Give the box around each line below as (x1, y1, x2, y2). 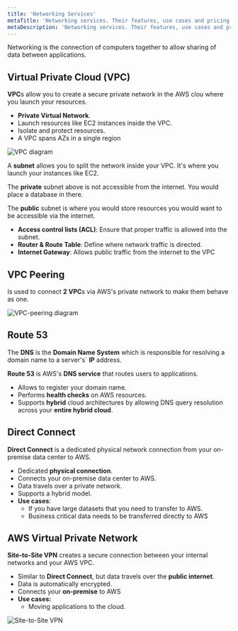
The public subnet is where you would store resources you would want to (7, 204, 222, 213)
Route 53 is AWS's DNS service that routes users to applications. (7, 369, 198, 378)
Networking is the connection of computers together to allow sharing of (7, 43, 217, 52)
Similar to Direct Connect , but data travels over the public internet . (17, 572, 215, 581)
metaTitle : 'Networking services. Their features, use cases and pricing (7, 17, 230, 24)
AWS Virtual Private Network (7, 532, 138, 544)
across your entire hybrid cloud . (17, 405, 113, 414)
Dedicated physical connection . (17, 466, 113, 475)
